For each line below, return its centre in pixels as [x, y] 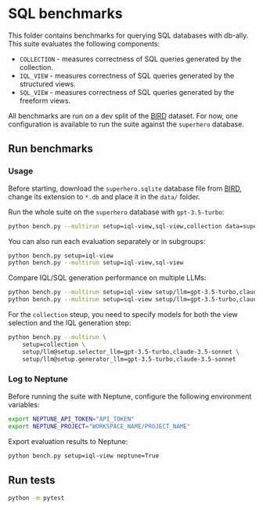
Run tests [32, 480]
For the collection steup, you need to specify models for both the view [123, 314]
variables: [24, 404]
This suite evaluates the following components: [84, 43]
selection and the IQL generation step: [70, 323]
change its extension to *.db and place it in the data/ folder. [104, 196]
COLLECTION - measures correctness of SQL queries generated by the [130, 59]
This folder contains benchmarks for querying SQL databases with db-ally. [128, 35]
